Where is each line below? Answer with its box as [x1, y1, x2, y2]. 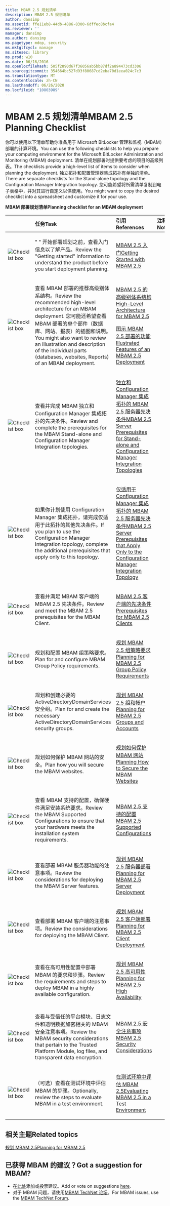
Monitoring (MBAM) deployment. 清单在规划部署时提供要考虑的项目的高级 [5, 157, 159, 164]
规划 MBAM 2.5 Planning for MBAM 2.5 [5, 1145, 86, 1151]
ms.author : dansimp [5, 36, 47, 41]
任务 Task [34, 221, 57, 228]
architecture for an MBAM [34, 305, 97, 312]
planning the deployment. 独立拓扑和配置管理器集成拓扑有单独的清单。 [5, 170, 153, 176]
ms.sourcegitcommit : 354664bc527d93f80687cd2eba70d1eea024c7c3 [5, 69, 142, 74]
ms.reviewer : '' [5, 26, 39, 31]
